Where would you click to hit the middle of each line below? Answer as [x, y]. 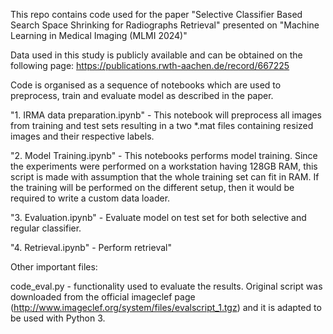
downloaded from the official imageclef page [103, 297]
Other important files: [54, 267]
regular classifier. [46, 228]
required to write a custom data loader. [90, 198]
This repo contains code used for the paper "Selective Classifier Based [156, 14]
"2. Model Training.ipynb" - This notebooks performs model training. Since [164, 155]
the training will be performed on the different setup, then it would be [152, 187]
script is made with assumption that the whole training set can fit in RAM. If [165, 177]
